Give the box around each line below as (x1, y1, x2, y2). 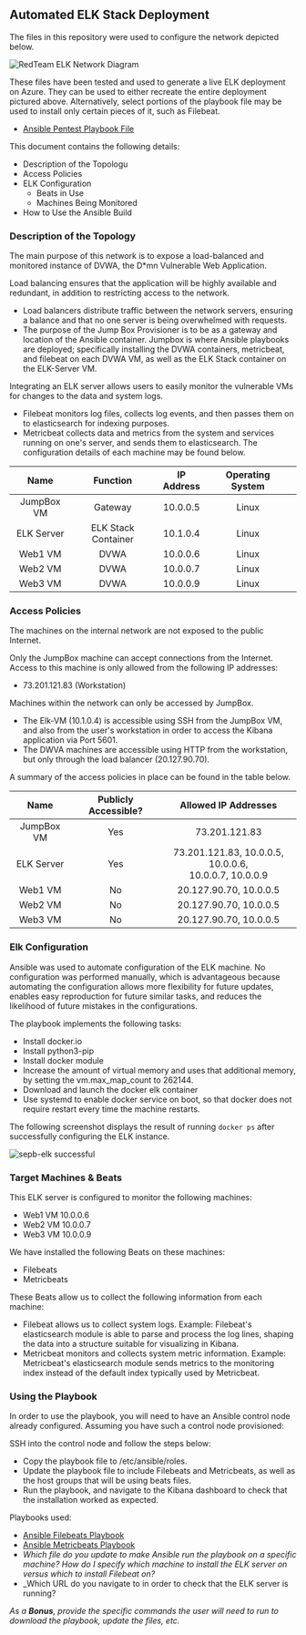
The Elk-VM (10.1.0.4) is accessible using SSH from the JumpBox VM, (22, 715, 283, 726)
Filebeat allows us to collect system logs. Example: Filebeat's (22, 1319, 252, 1330)
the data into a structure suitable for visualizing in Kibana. (22, 1339, 240, 1349)
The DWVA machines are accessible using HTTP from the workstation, (22, 745, 289, 756)
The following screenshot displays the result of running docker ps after (9, 1121, 275, 1132)
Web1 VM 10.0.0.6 (22, 1209, 89, 1220)
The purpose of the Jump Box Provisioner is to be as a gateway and (22, 324, 278, 335)
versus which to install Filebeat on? (22, 1568, 156, 1579)
